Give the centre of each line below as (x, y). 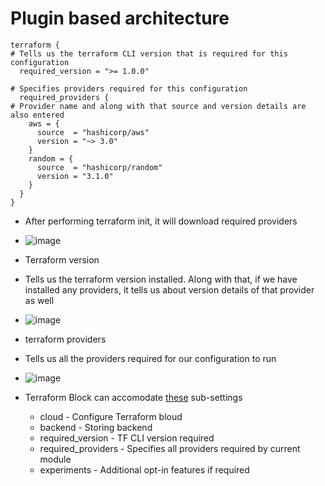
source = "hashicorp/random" (99, 167)
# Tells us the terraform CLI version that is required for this (149, 53)
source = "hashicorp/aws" (93, 132)
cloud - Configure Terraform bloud (111, 416)
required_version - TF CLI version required (127, 438)
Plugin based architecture (120, 18)
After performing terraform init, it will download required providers (161, 221)
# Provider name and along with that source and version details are (158, 106)
